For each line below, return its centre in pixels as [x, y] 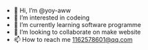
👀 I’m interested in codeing [52, 18]
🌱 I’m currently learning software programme [77, 25]
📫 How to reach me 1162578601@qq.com [73, 40]
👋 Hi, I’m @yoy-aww [42, 10]
